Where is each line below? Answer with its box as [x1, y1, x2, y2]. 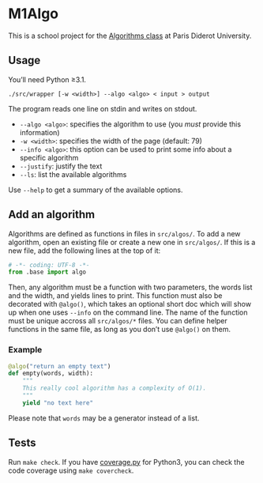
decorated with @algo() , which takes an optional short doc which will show [8, 300, 251, 309]
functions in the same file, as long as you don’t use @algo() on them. [8, 325, 231, 334]
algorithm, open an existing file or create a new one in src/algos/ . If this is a [8, 237, 256, 247]
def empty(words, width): [8, 369, 93, 378]
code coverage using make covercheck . [8, 466, 134, 475]
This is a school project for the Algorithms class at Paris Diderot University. [8, 31, 252, 40]
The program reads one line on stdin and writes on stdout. [8, 104, 197, 113]
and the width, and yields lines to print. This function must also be [8, 291, 223, 300]
